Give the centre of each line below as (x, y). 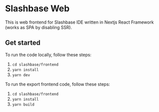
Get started (23, 43)
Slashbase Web (37, 9)
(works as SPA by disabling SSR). (39, 27)
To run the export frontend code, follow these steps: (57, 84)
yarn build (23, 104)
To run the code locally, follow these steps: (48, 55)
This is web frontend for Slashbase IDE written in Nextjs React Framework (79, 22)
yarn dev (21, 75)
